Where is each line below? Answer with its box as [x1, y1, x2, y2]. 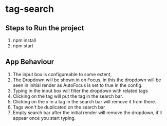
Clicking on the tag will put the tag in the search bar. [12, 93, 123, 99]
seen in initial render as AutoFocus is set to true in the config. [12, 82, 143, 88]
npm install [12, 37, 36, 43]
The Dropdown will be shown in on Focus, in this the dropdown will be [12, 77, 161, 83]
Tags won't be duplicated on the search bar [12, 104, 105, 110]
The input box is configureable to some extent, [12, 71, 112, 77]
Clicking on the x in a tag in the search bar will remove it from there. [12, 98, 157, 104]
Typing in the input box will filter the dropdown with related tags [12, 87, 148, 94]
